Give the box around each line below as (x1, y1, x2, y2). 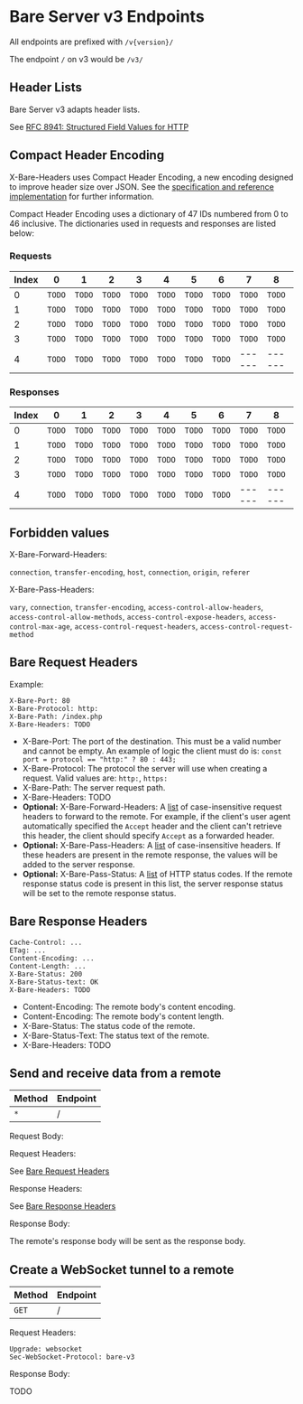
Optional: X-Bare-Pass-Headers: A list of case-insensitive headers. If (22, 839, 281, 850)
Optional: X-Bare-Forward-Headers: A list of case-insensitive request (22, 801, 282, 812)
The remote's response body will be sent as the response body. (9, 1236, 246, 1247)
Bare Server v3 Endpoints (9, 6, 205, 27)
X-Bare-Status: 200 (9, 969, 83, 978)
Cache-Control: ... (9, 938, 83, 947)
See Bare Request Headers (9, 1165, 110, 1176)
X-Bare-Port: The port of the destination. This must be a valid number (22, 735, 281, 746)
